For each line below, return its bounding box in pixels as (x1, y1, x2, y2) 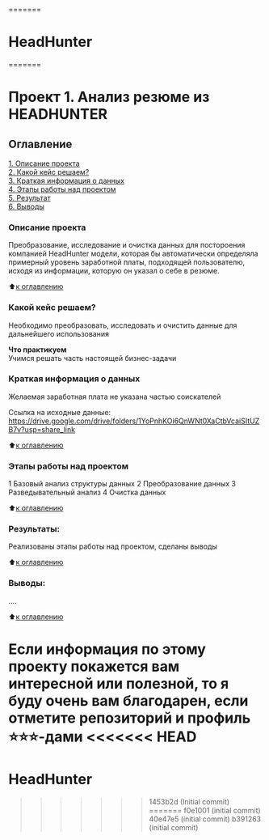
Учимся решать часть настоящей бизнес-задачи (8, 353, 177, 363)
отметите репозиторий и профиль (8, 709, 251, 727)
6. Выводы (8, 202, 44, 211)
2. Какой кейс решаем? (8, 167, 90, 176)
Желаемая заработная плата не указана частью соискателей (8, 392, 221, 401)
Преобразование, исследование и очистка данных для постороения (8, 240, 246, 250)
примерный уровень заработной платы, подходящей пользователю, (8, 257, 246, 267)
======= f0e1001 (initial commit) (149, 805, 261, 815)
